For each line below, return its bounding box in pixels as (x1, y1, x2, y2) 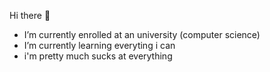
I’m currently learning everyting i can (23, 40, 176, 51)
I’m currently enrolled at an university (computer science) (23, 29, 261, 40)
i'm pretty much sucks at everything (23, 50, 173, 62)
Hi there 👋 (9, 10, 51, 21)
